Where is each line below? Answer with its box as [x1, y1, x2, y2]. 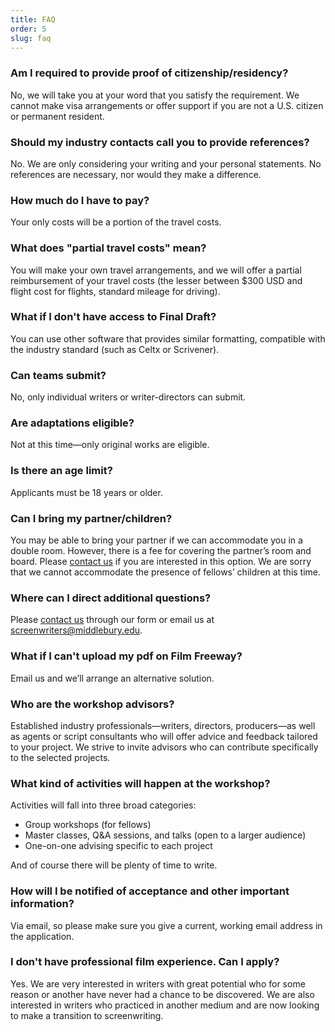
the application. [10, 930, 75, 942]
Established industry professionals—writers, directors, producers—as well [10, 719, 316, 731]
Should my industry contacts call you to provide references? [10, 135, 310, 149]
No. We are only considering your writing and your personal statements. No [10, 157, 322, 170]
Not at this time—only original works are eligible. [10, 439, 210, 451]
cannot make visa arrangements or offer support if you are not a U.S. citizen [10, 99, 324, 111]
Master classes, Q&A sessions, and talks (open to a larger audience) [24, 829, 307, 841]
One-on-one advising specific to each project [24, 840, 213, 852]
